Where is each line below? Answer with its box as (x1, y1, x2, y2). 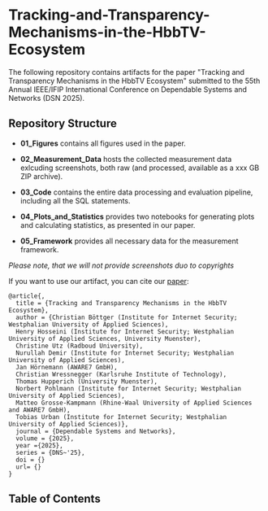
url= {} (15, 462, 42, 471)
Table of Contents (8, 492, 102, 506)
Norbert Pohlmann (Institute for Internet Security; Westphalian (15, 384, 242, 392)
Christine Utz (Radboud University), (15, 342, 144, 350)
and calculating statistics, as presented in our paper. (19, 220, 196, 229)
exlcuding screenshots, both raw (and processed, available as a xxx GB (19, 163, 260, 173)
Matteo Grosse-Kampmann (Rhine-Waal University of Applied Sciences (15, 399, 253, 407)
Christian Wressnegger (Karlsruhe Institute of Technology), (15, 370, 227, 378)
